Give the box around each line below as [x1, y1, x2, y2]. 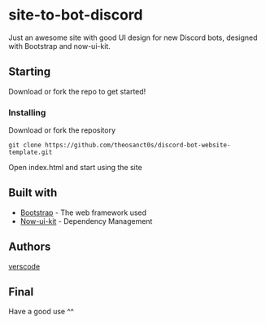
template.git [8, 148, 53, 156]
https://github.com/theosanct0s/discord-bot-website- [44, 141, 231, 150]
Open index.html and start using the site [8, 163, 142, 173]
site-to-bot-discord [8, 6, 143, 24]
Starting [8, 65, 51, 79]
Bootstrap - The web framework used [20, 208, 147, 217]
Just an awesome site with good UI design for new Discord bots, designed [8, 33, 258, 42]
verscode [8, 261, 41, 271]
